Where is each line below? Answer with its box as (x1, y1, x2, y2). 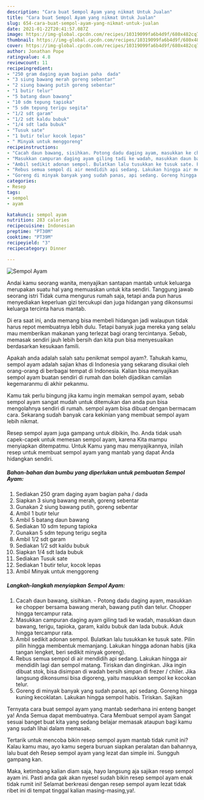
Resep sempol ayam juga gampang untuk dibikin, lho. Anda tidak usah (7, 429, 182, 437)
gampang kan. (7, 756, 43, 763)
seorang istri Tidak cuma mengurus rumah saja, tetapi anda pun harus (7, 292, 182, 299)
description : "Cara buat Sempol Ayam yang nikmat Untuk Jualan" (7, 8, 173, 15)
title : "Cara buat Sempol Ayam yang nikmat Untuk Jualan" (7, 15, 156, 21)
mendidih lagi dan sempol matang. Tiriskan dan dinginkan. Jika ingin (15, 662, 187, 669)
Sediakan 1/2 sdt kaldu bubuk (15, 542, 90, 550)
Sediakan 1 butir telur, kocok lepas (15, 562, 102, 569)
